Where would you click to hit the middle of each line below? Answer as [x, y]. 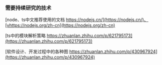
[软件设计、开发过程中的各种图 [37, 51]
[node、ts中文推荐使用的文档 [35, 20]
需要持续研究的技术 [28, 7]
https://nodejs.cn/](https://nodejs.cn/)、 [107, 20]
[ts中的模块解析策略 [25, 35]
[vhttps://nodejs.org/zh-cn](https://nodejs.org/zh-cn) [60, 25]
